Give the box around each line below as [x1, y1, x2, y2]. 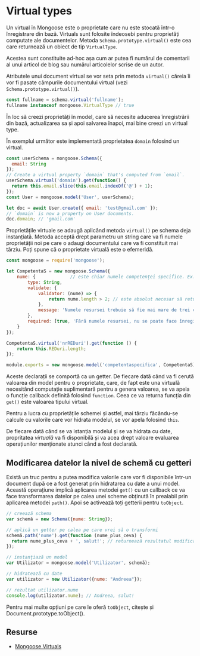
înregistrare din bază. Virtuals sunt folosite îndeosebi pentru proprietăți [6, 30, 180, 37]
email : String [11, 161, 46, 167]
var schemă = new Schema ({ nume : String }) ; [6, 516, 113, 522]
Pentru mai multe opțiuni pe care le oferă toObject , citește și [6, 603, 154, 611]
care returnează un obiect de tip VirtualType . [6, 43, 118, 50]
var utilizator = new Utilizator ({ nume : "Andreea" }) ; [6, 576, 143, 582]
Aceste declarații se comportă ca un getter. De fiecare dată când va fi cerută [6, 373, 194, 380]
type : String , [27, 279, 62, 285]
